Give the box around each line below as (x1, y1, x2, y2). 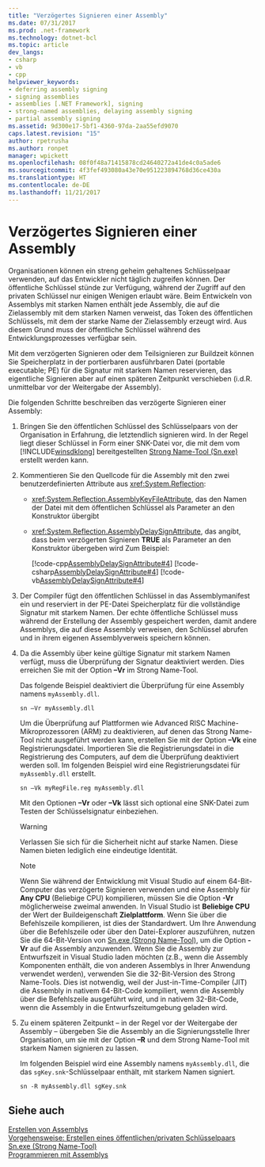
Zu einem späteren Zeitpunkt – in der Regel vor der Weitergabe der (19, 1018, 238, 1027)
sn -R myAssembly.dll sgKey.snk (19, 1082, 127, 1090)
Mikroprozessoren (19, 726, 80, 736)
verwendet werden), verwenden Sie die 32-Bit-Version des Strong (19, 969, 236, 978)
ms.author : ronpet (8, 144, 69, 152)
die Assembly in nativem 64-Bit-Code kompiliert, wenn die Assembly (19, 985, 244, 995)
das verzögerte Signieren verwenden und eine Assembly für (54, 885, 251, 894)
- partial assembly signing (8, 115, 101, 123)
